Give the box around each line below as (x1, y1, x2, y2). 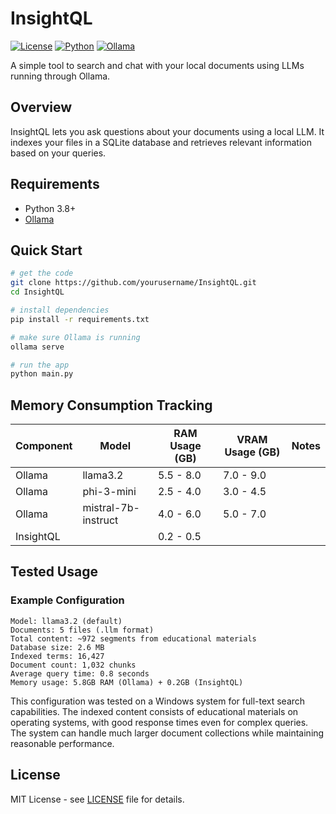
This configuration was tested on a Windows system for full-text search (10, 695, 306, 707)
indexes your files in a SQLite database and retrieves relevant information (10, 136, 312, 148)
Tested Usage (10, 563, 98, 581)
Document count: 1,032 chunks (10, 660, 137, 670)
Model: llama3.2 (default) (10, 616, 123, 626)
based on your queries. (10, 147, 107, 159)
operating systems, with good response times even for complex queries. (10, 716, 309, 728)
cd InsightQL (10, 287, 65, 297)
